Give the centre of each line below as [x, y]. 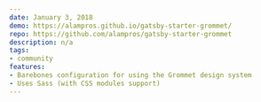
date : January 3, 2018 [51, 17]
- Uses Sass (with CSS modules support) [85, 83]
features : [28, 67]
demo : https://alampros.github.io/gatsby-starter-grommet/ [121, 26]
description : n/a [41, 42]
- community [31, 59]
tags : [19, 51]
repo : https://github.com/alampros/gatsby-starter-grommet [121, 34]
